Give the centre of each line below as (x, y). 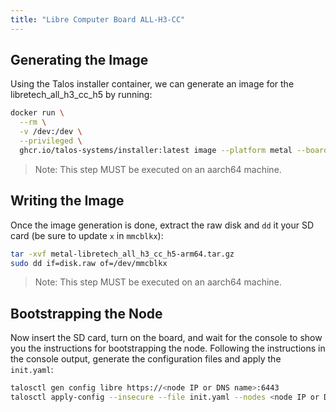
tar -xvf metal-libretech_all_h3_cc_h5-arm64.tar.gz (122, 254)
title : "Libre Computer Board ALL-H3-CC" (98, 19)
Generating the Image (79, 60)
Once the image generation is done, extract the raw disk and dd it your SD (162, 225)
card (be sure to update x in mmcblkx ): (87, 235)
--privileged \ (51, 141)
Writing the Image (67, 201)
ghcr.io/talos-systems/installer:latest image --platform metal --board (174, 150)
